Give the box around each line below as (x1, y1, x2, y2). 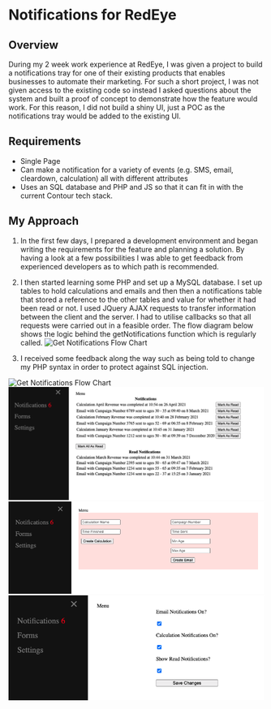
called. (19, 337, 43, 347)
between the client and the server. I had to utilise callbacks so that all (19, 312, 252, 321)
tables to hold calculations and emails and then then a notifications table (19, 286, 262, 295)
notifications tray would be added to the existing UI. (8, 111, 181, 121)
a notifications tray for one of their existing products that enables (8, 68, 226, 78)
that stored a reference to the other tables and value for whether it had (19, 294, 256, 304)
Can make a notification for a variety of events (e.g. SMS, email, (19, 165, 234, 174)
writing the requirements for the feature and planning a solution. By (19, 244, 245, 254)
